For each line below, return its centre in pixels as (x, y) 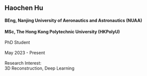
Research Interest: (23, 63)
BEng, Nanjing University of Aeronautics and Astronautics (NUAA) (73, 20)
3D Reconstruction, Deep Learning (39, 68)
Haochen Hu (24, 8)
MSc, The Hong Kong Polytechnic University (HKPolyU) (62, 32)
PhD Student (17, 42)
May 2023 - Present (25, 53)
